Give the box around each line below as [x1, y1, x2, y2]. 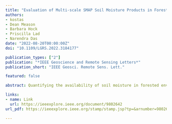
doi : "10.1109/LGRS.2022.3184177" [5, 46, 79, 51]
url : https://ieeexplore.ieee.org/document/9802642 [10, 101, 123, 107]
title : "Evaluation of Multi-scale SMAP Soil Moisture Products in [5, 7, 153, 13]
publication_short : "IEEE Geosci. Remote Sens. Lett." [5, 65, 125, 70]
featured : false [5, 74, 40, 79]
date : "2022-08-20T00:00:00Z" [5, 41, 70, 46]
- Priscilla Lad [5, 31, 40, 36]
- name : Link [5, 97, 33, 102]
